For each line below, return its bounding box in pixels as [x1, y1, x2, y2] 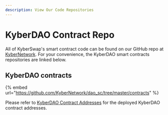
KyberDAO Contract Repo [5, 29, 115, 40]
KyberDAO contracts [5, 71, 72, 80]
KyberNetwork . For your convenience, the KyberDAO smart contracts [5, 51, 150, 57]
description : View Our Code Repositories [5, 7, 94, 13]
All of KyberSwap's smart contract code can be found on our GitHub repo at [5, 46, 164, 52]
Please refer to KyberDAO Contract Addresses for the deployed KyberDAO [5, 99, 160, 106]
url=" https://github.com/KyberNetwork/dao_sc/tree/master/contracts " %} [5, 90, 159, 96]
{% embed [5, 84, 28, 91]
